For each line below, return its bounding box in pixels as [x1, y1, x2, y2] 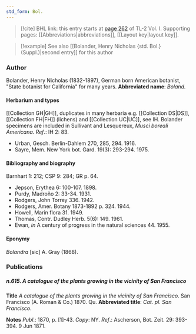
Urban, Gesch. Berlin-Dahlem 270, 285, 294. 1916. [14, 140, 137, 147]
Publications [6, 263, 43, 271]
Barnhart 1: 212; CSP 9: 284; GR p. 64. [6, 173, 98, 180]
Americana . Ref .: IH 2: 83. [6, 128, 69, 135]
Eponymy [6, 235, 30, 242]
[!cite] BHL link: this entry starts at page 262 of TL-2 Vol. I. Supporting [20, 25, 190, 32]
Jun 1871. [23, 322, 46, 330]
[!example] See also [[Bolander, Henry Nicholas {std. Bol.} [20, 42, 161, 49]
